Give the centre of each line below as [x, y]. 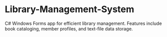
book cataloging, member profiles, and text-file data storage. [69, 28]
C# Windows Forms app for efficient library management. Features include [83, 23]
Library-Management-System [70, 9]
